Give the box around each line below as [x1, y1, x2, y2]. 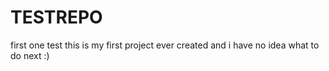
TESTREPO [10, 6, 103, 29]
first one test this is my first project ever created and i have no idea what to [10, 39, 320, 51]
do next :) [10, 49, 50, 61]
